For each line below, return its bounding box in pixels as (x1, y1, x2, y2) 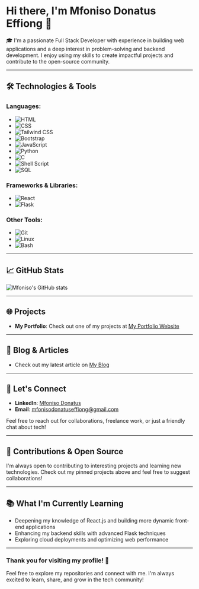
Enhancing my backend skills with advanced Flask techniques (14, 530, 166, 537)
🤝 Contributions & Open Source (6, 446, 124, 457)
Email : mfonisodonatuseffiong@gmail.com (14, 406, 119, 413)
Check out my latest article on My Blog (14, 361, 110, 368)
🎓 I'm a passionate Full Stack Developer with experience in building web (6, 37, 185, 44)
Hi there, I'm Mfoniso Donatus (6, 4, 156, 18)
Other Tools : (6, 216, 43, 224)
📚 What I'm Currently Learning (6, 498, 124, 508)
